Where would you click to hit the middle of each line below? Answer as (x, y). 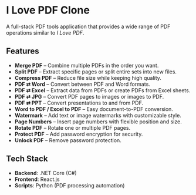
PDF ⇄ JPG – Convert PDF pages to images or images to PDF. (89, 96)
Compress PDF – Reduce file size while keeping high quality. (88, 78)
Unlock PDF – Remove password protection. (68, 140)
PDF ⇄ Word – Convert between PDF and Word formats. (82, 84)
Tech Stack (27, 159)
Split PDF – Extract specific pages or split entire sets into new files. (96, 72)
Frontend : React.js (37, 179)
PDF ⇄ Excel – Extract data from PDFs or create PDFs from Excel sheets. (102, 90)
